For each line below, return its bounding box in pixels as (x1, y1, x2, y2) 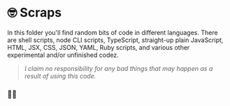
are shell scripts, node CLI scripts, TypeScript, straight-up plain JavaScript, (7, 36, 224, 44)
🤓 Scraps (7, 5, 62, 20)
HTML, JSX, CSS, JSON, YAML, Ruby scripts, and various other (7, 43, 190, 51)
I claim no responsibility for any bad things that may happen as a (24, 64, 213, 72)
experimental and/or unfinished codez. (7, 51, 119, 59)
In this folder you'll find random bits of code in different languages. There (7, 28, 218, 37)
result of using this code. (24, 72, 96, 80)
